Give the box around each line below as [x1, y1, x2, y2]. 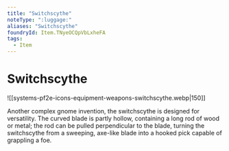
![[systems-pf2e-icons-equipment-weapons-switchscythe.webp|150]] [7, 94, 206, 102]
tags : [7, 36, 23, 42]
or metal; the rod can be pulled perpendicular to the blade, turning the [7, 121, 205, 130]
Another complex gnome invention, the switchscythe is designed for [7, 107, 200, 115]
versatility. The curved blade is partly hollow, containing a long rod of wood [7, 114, 220, 122]
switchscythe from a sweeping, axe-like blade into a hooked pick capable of [7, 128, 223, 137]
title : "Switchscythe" [7, 10, 72, 17]
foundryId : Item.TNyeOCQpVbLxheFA [7, 29, 106, 36]
